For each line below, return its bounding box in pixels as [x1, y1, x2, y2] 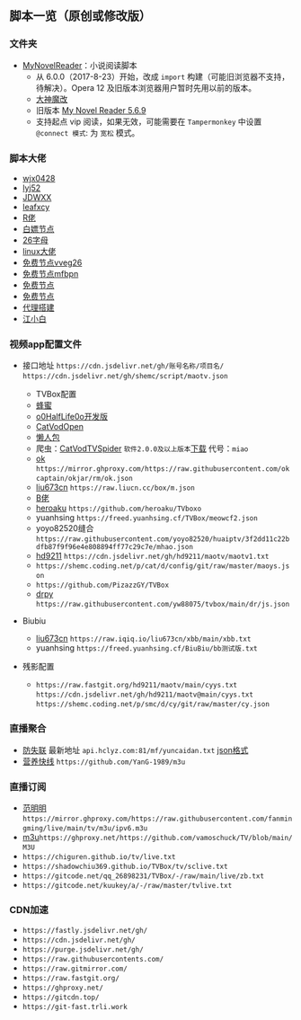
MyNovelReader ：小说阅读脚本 [22, 59, 137, 70]
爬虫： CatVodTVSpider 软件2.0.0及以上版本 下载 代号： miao [35, 443, 249, 454]
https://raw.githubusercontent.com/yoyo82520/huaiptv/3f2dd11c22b [35, 535, 290, 544]
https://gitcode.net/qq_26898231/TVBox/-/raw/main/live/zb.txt [22, 871, 265, 881]
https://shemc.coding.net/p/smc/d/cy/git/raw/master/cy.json [35, 700, 270, 709]
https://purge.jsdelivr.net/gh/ [22, 945, 144, 954]
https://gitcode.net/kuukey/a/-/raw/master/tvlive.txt [22, 881, 233, 890]
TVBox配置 [35, 389, 77, 400]
